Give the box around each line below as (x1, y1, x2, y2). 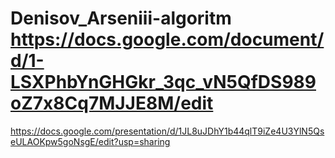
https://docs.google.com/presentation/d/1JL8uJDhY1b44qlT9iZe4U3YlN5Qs (10, 125, 325, 137)
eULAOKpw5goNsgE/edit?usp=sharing (10, 135, 171, 147)
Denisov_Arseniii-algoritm (10, 7, 232, 30)
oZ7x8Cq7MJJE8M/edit (10, 92, 214, 115)
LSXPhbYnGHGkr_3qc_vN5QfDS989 (10, 71, 317, 94)
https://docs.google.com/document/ (10, 28, 325, 51)
